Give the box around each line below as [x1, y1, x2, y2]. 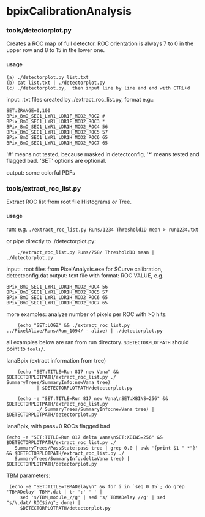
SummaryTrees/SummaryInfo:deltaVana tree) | [14, 456, 130, 462]
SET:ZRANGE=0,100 [6, 107, 51, 114]
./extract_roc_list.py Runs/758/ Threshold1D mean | [17, 249, 155, 255]
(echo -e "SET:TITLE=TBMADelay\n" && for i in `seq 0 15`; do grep [9, 484, 185, 490]
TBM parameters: [6, 472, 51, 479]
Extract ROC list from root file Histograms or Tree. [6, 198, 132, 205]
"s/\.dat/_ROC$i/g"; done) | [6, 500, 81, 506]
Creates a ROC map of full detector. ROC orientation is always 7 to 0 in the [6, 40, 194, 47]
